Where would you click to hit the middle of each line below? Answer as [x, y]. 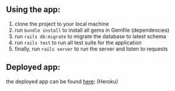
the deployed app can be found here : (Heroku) [62, 81]
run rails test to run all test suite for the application [78, 42]
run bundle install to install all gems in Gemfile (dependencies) [92, 30]
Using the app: [33, 10]
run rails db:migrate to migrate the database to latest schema [90, 36]
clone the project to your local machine [62, 23]
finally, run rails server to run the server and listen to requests [91, 49]
